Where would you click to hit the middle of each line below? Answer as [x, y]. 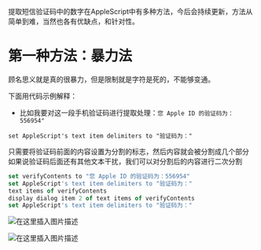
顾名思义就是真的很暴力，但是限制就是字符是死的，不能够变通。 [111, 79]
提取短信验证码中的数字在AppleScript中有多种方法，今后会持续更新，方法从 [130, 11]
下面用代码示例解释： [42, 96]
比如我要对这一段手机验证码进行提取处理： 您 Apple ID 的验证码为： [127, 112]
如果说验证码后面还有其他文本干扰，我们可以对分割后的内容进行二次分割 [125, 161]
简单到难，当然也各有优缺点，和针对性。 [74, 21]
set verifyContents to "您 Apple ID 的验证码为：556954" [99, 176]
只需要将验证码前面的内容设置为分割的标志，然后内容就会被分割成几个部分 [129, 151]
